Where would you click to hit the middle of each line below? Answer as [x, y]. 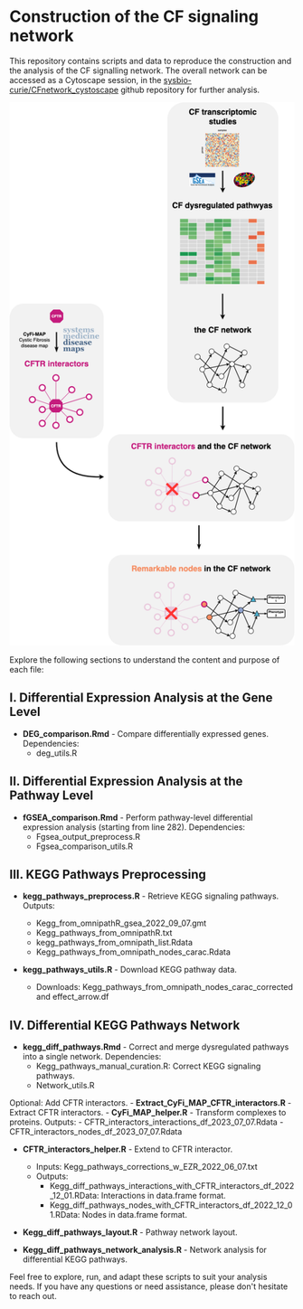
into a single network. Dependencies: [92, 1057]
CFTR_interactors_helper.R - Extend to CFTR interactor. [128, 1149]
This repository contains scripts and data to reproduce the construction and [151, 61]
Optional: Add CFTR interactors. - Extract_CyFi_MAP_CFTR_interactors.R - [151, 1103]
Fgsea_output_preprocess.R [88, 836]
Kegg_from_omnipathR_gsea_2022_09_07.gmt [121, 923]
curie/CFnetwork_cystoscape [64, 89]
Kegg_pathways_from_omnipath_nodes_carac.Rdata [133, 952]
